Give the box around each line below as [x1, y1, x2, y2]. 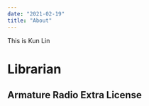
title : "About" [7, 17, 53, 24]
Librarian [7, 61, 62, 77]
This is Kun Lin [7, 36, 50, 45]
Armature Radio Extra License [7, 89, 142, 101]
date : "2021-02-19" [7, 10, 65, 18]
